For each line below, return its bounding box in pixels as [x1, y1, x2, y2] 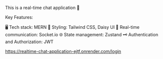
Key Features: [5, 14, 33, 20]
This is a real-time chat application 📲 [5, 5, 80, 10]
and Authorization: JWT [5, 39, 54, 45]
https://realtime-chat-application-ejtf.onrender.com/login [5, 49, 121, 54]
